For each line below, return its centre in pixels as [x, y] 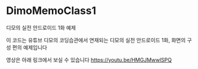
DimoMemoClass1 [51, 11]
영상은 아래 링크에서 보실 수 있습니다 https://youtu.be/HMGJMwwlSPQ [89, 60]
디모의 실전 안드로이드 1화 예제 [41, 27]
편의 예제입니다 [29, 47]
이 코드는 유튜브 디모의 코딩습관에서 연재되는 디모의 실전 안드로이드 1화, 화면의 [96, 40]
